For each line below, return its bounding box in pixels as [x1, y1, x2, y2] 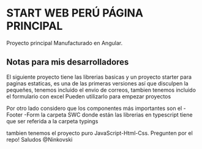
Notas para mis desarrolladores [6, 57, 129, 67]
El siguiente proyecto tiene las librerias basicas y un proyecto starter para [6, 73, 192, 81]
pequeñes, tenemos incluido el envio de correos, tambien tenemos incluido [6, 86, 196, 93]
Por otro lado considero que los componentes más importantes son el [6, 104, 182, 112]
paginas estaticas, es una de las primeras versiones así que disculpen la [6, 79, 189, 87]
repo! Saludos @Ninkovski [6, 136, 73, 143]
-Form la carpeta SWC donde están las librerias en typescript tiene [24, 111, 193, 118]
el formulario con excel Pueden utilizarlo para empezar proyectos [6, 92, 171, 100]
